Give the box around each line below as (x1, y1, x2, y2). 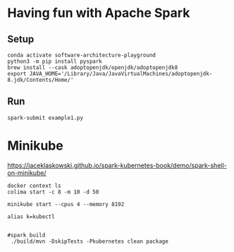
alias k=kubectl (7, 213, 55, 220)
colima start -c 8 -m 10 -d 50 (7, 188, 99, 196)
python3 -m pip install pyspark (7, 58, 102, 65)
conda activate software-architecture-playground (7, 52, 156, 59)
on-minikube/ (7, 168, 47, 177)
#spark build (7, 232, 46, 239)
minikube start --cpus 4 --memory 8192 (7, 200, 125, 208)
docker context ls (7, 182, 61, 189)
